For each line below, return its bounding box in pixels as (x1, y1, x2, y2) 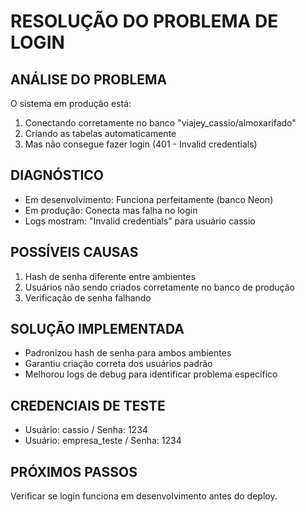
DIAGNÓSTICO (10, 167, 105, 184)
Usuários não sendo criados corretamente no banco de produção (24, 281, 295, 293)
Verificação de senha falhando (24, 291, 152, 304)
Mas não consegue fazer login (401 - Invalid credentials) (24, 138, 258, 150)
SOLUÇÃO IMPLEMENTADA (10, 321, 185, 338)
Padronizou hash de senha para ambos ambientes (24, 347, 232, 359)
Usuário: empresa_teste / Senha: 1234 (24, 435, 182, 447)
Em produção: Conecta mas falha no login (24, 204, 198, 216)
